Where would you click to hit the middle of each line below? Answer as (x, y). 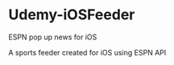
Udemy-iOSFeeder (72, 15)
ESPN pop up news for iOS (53, 37)
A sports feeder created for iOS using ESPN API (87, 52)
